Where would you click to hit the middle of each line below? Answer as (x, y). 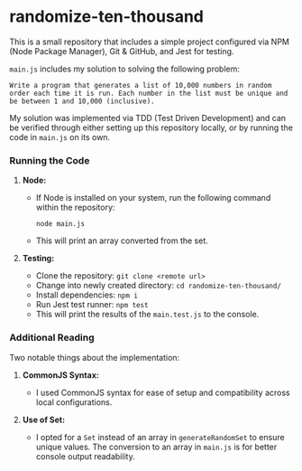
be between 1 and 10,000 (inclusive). (82, 101)
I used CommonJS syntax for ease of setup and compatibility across (163, 392)
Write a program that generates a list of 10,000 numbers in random (141, 85)
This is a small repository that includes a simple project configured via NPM (150, 42)
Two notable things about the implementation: (95, 357)
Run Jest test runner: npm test (92, 305)
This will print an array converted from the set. (122, 240)
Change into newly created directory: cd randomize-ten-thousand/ (159, 286)
